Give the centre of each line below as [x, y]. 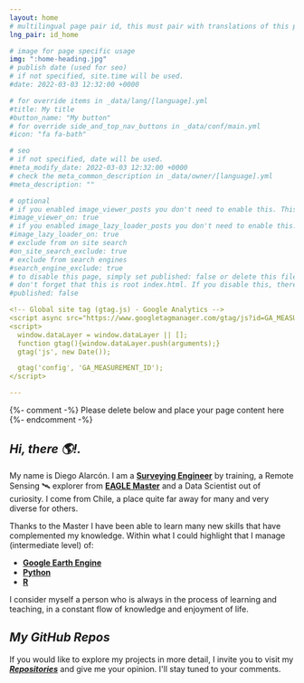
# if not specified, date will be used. [87, 159]
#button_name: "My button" [60, 118]
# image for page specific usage [72, 51]
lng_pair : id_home [44, 34]
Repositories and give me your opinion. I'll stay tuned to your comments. [145, 669]
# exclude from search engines [68, 260]
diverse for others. [44, 508]
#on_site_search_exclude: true [68, 251]
